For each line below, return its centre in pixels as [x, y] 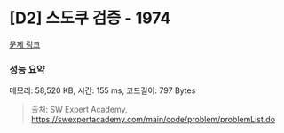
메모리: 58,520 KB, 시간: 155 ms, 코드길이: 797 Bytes [103, 90]
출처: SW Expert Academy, [79, 110]
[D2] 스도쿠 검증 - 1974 [90, 18]
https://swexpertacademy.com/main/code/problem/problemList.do [153, 120]
